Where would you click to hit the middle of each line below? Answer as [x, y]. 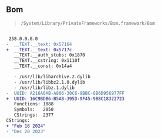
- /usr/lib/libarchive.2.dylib [52, 77]
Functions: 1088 [34, 104]
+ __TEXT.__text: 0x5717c [39, 49]
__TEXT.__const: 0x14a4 [43, 66]
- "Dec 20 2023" [26, 131]
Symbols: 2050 [34, 110]
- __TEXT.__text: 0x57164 [39, 44]
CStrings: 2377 [34, 115]
